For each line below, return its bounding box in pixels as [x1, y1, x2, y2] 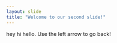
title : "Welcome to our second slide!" [6, 14, 106, 20]
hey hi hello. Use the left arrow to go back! [6, 30, 111, 37]
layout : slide [6, 8, 42, 15]
